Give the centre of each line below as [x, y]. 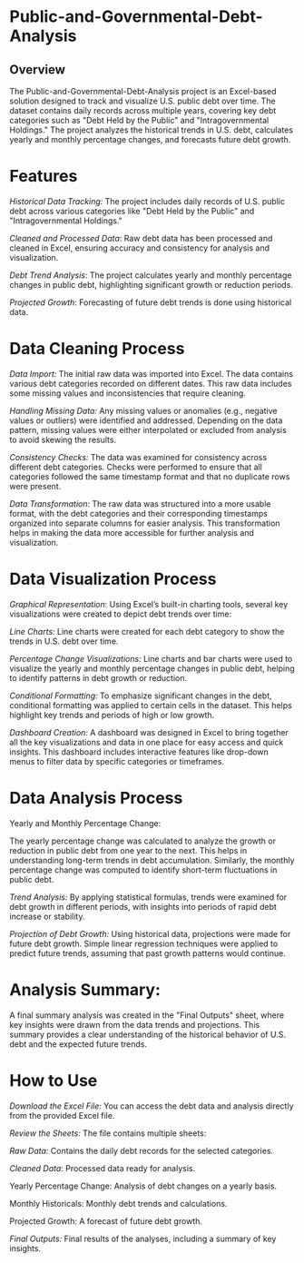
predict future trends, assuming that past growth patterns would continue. [147, 953]
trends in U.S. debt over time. [64, 641]
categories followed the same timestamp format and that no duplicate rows [150, 476]
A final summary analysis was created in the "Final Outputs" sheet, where [147, 1015]
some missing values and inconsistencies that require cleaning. [128, 393]
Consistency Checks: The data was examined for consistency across [138, 457]
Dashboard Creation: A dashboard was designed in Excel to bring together [149, 732]
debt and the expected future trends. [78, 1044]
